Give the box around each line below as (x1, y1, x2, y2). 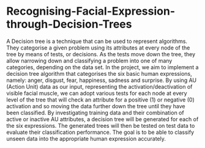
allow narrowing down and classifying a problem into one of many (6, 57, 173, 64)
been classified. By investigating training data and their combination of (6, 109, 185, 116)
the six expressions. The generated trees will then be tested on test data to (6, 122, 195, 129)
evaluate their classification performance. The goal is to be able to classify (6, 128, 195, 136)
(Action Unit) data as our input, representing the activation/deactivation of (6, 83, 193, 90)
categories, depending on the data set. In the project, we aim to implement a (6, 63, 199, 71)
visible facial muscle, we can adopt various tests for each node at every (6, 89, 188, 97)
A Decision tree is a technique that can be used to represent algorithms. (6, 37, 188, 45)
